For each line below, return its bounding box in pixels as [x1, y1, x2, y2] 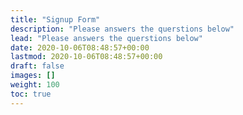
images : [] [10, 71, 56, 81]
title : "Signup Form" [10, 14, 101, 25]
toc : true [10, 89, 52, 99]
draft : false [10, 61, 65, 71]
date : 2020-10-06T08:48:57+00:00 [10, 42, 150, 53]
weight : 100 [10, 80, 60, 90]
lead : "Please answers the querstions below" [10, 33, 203, 43]
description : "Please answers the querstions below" [10, 24, 235, 34]
